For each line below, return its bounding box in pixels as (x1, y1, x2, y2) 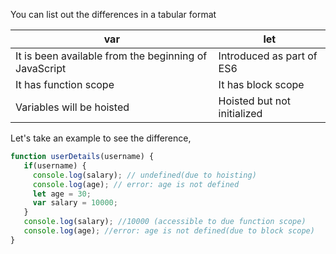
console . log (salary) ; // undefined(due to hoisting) (32, 170, 257, 180)
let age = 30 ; (32, 189, 92, 199)
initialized (218, 107, 263, 120)
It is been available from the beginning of (15, 49, 208, 63)
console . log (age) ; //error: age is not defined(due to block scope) (23, 226, 315, 236)
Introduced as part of (218, 49, 318, 63)
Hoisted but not (218, 94, 291, 108)
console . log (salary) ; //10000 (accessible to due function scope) (23, 217, 307, 227)
